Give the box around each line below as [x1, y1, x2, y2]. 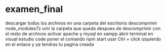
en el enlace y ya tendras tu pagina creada [5, 41, 94, 47]
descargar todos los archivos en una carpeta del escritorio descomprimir [5, 20, 157, 26]
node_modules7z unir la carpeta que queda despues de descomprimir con [5, 25, 161, 31]
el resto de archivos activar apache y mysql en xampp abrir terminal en [5, 30, 153, 36]
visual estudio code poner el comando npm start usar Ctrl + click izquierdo [5, 36, 161, 42]
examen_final [5, 3, 63, 15]
